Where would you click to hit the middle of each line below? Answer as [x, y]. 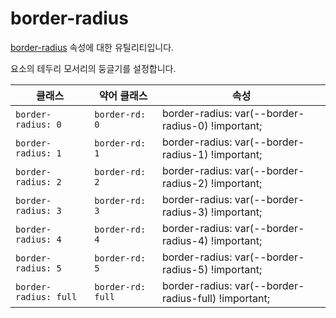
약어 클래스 [123, 95]
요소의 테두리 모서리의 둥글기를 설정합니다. [93, 68]
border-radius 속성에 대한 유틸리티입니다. [92, 47]
